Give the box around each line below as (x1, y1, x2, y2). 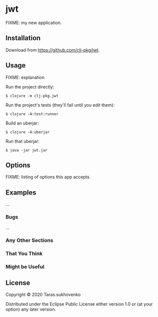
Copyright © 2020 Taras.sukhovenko (5, 291, 81, 298)
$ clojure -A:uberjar (5, 129, 50, 135)
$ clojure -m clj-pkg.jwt (5, 93, 58, 98)
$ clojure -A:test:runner (5, 112, 58, 116)
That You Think (5, 250, 43, 257)
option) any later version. (5, 306, 56, 313)
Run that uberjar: (5, 138, 40, 144)
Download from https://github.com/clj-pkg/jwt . (5, 47, 100, 53)
